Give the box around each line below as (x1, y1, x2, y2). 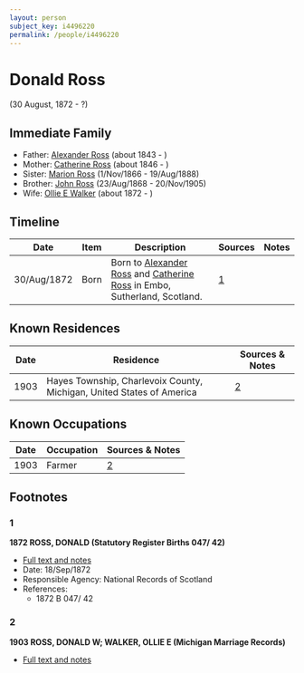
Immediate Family (9, 125, 112, 140)
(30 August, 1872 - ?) (9, 99, 89, 110)
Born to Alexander (110, 255, 188, 268)
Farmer (46, 458, 78, 471)
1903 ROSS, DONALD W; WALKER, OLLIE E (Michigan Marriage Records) (9, 636, 287, 648)
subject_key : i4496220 (9, 22, 95, 31)
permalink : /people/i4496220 (9, 30, 119, 39)
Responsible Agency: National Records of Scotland (22, 574, 213, 585)
